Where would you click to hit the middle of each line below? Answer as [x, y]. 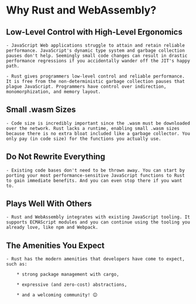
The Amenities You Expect [55, 245]
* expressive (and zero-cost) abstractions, [72, 285]
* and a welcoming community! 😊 [57, 295]
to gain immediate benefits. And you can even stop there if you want [94, 181]
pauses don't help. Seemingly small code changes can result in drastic [97, 56]
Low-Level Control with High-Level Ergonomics [94, 32]
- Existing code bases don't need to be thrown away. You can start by [95, 170]
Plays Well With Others [49, 204]
